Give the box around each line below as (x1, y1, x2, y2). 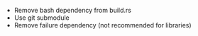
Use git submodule (13, 13, 70, 22)
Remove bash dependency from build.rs (13, 6, 132, 14)
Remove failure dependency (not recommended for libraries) (13, 21, 192, 29)
